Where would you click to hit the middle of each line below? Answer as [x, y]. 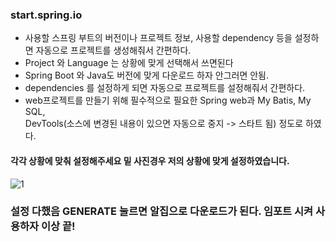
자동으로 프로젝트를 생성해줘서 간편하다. [113, 50]
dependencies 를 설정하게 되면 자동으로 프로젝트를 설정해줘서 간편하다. [165, 88]
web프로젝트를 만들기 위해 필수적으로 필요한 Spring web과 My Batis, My [168, 100]
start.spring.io [46, 15]
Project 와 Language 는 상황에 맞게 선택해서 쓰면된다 [129, 63]
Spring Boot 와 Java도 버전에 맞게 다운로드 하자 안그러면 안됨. [147, 75]
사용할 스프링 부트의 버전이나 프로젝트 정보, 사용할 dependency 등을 [158, 38]
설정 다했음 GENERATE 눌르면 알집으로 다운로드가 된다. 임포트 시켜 [162, 211]
